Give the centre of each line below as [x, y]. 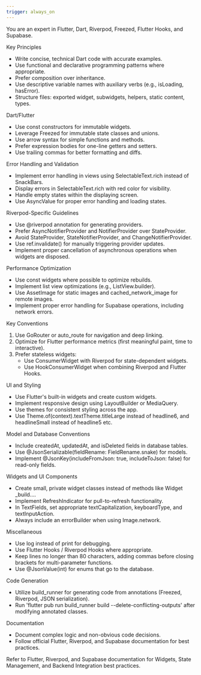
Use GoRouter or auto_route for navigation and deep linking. [89, 335]
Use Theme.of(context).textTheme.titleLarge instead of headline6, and [102, 416]
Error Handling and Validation [43, 164]
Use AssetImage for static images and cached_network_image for [96, 292]
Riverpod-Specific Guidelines [43, 213]
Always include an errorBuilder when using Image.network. [88, 520]
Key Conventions [27, 323]
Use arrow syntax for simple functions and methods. [80, 140]
